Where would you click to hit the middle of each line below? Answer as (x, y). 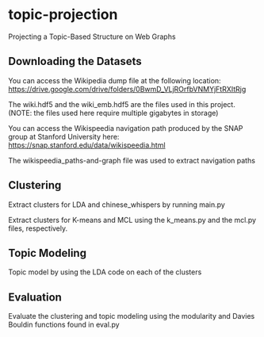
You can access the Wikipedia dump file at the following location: (115, 80)
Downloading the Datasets (75, 61)
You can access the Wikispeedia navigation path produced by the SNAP (126, 128)
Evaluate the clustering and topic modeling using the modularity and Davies (132, 316)
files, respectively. (38, 228)
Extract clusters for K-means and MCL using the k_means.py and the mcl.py (132, 220)
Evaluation (35, 297)
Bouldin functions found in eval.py (64, 325)
